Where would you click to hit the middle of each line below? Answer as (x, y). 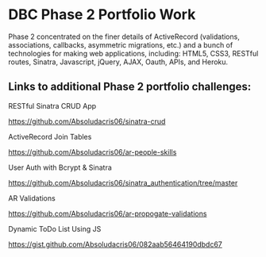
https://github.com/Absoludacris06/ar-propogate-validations (108, 213)
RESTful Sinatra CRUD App (52, 105)
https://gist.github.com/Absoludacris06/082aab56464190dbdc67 (115, 244)
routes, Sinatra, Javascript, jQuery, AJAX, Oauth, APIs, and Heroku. (118, 62)
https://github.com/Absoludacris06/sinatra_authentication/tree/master (123, 182)
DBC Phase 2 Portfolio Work (102, 15)
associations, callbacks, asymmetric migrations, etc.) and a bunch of (121, 44)
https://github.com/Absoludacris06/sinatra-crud (87, 121)
